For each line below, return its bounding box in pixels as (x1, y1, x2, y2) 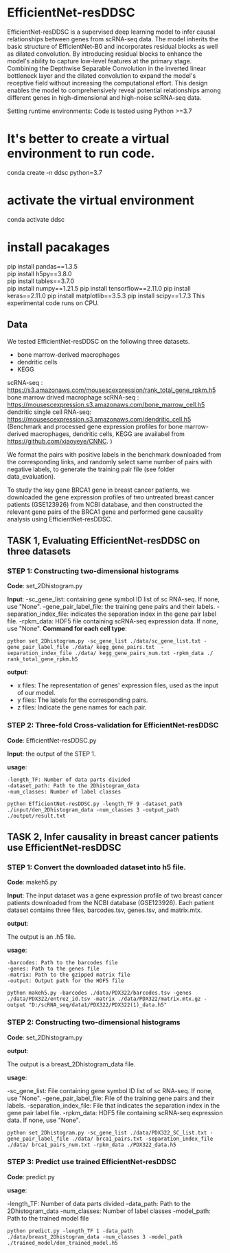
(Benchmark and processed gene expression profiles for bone (7, 422, 183, 431)
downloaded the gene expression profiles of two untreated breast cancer (7, 493, 214, 501)
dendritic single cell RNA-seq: (7, 408, 91, 416)
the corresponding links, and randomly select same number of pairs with (7, 457, 213, 466)
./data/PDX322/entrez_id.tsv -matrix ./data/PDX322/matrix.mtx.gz (7, 995, 201, 1003)
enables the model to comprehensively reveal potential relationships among (7, 86, 221, 94)
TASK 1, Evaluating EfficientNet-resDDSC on (7, 535, 200, 546)
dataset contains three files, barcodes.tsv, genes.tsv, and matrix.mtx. (7, 906, 203, 914)
